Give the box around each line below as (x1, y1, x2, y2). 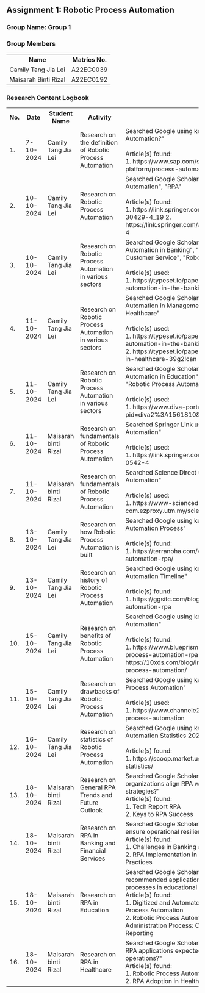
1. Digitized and (125, 898, 171, 906)
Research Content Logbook (6, 93, 90, 102)
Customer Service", (125, 253, 182, 262)
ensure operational (125, 827, 179, 836)
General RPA (80, 783, 116, 792)
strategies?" (125, 787, 160, 795)
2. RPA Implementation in (125, 850, 197, 859)
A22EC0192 (71, 75, 108, 84)
